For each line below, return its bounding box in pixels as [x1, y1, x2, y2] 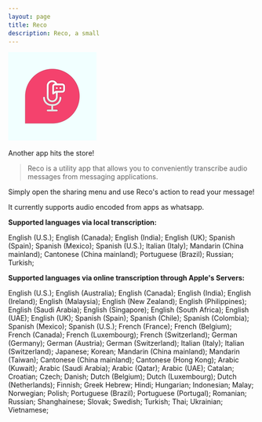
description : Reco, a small [8, 29, 100, 37]
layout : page [8, 13, 51, 20]
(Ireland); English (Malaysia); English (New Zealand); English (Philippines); [8, 297, 247, 306]
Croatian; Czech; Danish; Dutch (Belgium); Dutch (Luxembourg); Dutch [8, 372, 237, 381]
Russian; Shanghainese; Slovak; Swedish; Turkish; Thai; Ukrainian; [8, 397, 224, 406]
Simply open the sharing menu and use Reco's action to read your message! [8, 187, 255, 196]
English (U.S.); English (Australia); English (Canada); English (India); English [8, 288, 252, 298]
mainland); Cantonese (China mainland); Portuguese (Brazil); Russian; [8, 250, 234, 259]
